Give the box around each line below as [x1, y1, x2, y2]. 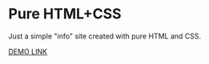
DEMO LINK [8, 46, 48, 56]
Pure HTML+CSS [8, 5, 122, 23]
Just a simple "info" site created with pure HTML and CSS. [8, 31, 202, 41]
